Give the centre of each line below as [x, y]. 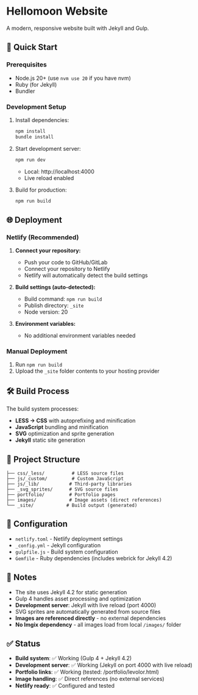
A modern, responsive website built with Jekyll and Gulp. [78, 28]
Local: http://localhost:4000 [59, 171]
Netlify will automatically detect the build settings [86, 275]
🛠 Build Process [38, 391]
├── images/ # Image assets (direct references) [84, 500]
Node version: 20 [46, 312]
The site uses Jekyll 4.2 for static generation [71, 592]
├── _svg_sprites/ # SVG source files [62, 489]
